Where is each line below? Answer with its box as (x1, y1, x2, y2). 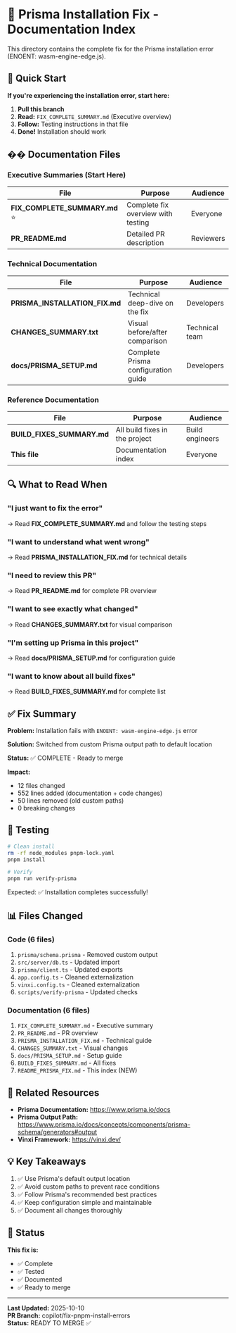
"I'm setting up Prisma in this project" (7, 637, 139, 647)
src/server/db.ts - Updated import (17, 958, 120, 966)
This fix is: (7, 1246, 39, 1254)
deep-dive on (127, 298, 174, 308)
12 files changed (17, 782, 65, 790)
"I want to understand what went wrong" (7, 537, 150, 546)
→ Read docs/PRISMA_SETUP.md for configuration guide (7, 653, 176, 662)
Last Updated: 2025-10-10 (7, 1303, 85, 1312)
